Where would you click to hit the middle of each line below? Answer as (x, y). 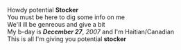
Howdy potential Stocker (43, 10)
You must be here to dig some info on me (66, 17)
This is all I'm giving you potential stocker (67, 39)
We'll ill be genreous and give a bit (56, 24)
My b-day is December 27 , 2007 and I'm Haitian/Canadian (91, 32)
